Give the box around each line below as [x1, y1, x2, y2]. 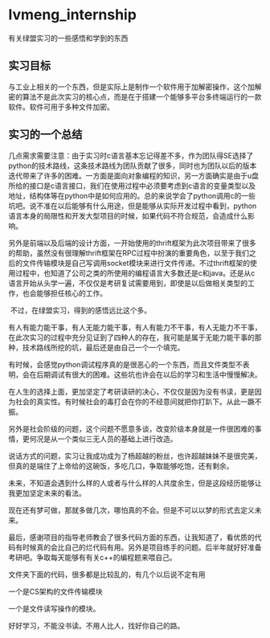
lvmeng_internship [8, 6, 137, 24]
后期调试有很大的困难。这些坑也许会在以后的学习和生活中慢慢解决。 [35, 370, 262, 379]
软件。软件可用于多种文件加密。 [8, 102, 114, 112]
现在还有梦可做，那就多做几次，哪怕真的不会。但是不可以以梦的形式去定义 [8, 505, 255, 515]
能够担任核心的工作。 [35, 288, 107, 298]
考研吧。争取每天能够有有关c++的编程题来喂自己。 [8, 552, 177, 562]
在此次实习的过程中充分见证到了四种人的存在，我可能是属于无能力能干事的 [8, 332, 255, 342]
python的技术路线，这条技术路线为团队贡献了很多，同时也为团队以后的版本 [8, 161, 257, 170]
